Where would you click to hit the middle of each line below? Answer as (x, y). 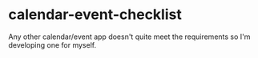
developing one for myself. (52, 44)
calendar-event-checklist (95, 15)
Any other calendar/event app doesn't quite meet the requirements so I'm (129, 37)
